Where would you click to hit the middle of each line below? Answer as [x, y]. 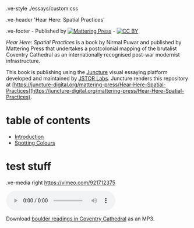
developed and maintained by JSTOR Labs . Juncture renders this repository [97, 78]
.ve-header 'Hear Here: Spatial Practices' [55, 20]
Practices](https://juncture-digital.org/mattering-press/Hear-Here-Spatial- [95, 91]
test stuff [29, 166]
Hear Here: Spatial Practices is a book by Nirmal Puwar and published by [94, 42]
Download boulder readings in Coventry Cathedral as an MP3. [80, 219]
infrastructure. [23, 61]
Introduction [29, 136]
